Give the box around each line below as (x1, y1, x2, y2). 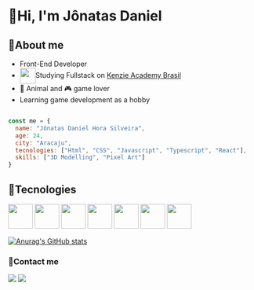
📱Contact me (8, 255, 59, 266)
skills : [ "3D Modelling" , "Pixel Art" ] (15, 153, 146, 162)
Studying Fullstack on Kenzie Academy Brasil (34, 70, 182, 79)
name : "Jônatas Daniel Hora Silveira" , (15, 124, 146, 132)
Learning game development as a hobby (19, 95, 151, 105)
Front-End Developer (19, 59, 88, 68)
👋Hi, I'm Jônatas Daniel (8, 7, 162, 25)
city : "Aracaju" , (15, 139, 72, 147)
